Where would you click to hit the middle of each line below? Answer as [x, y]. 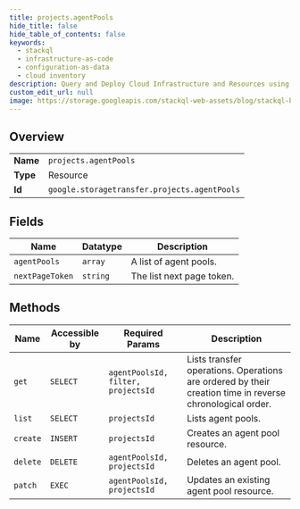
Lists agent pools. [224, 418]
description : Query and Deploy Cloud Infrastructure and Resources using [150, 84]
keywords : [28, 42]
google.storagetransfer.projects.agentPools [144, 190]
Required [143, 333]
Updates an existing [229, 480]
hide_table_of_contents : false [67, 34]
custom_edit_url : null [51, 92]
